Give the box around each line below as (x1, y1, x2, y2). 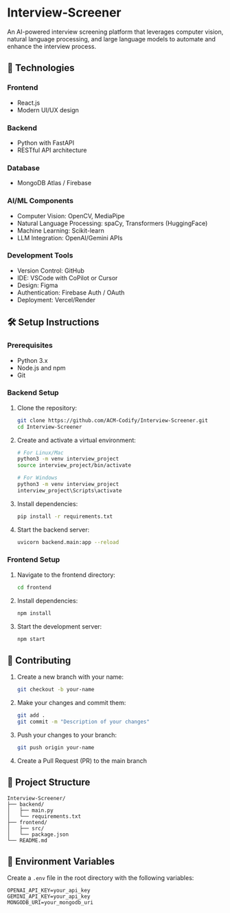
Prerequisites (7, 341, 53, 350)
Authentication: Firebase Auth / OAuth (16, 288, 125, 297)
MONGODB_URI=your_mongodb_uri (7, 899, 94, 906)
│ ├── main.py (7, 807, 54, 814)
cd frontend (16, 584, 51, 591)
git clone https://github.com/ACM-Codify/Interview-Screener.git (16, 417, 208, 424)
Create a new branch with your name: (16, 673, 124, 681)
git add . (16, 712, 46, 719)
